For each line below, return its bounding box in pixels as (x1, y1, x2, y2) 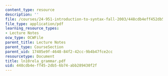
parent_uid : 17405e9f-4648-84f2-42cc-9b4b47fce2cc (5, 49, 113, 54)
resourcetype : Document (5, 53, 55, 59)
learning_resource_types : (5, 26, 59, 31)
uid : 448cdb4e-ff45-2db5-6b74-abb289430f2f (5, 63, 97, 68)
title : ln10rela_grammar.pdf (5, 58, 66, 63)
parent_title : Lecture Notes (5, 40, 66, 45)
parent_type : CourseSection (5, 44, 64, 49)
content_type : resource (5, 7, 55, 12)
